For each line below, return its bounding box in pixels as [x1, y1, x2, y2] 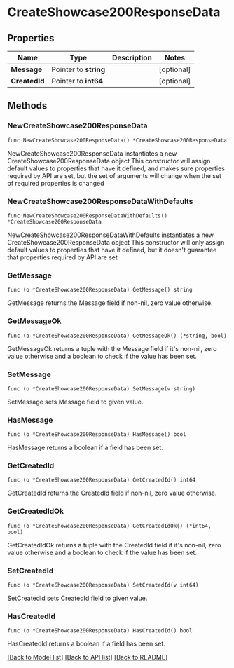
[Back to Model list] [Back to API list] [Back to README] [7, 653, 168, 662]
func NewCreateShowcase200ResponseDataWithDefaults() [7, 212, 168, 219]
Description [111, 53, 152, 62]
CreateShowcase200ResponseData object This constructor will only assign [7, 238, 225, 246]
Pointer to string [51, 64, 106, 74]
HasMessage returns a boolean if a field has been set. [7, 443, 163, 452]
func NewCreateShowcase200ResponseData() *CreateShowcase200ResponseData [7, 137, 228, 144]
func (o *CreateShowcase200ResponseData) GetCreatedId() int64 [7, 477, 196, 484]
